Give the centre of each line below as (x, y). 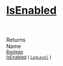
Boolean (15, 52)
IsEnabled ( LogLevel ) (29, 57)
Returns (16, 40)
